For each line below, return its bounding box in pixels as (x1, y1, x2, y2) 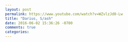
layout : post (5, 7, 32, 12)
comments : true (5, 25, 36, 30)
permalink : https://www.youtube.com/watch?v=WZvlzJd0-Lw (5, 12, 123, 16)
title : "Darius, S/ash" (5, 16, 54, 21)
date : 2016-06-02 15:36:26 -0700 (5, 20, 73, 26)
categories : (5, 29, 29, 34)
